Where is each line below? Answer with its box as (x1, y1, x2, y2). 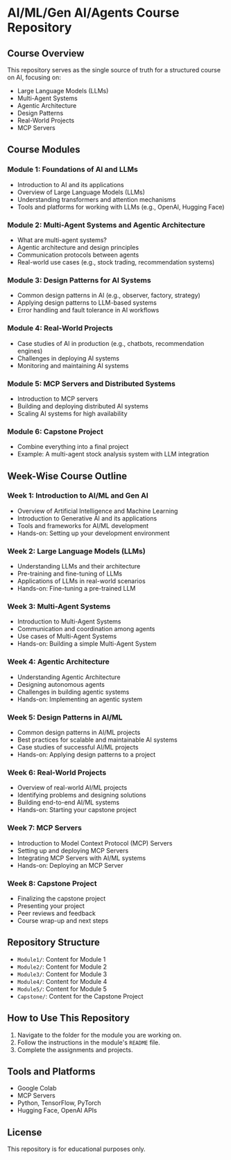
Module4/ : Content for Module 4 (17, 977, 108, 985)
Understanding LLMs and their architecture (17, 562, 141, 571)
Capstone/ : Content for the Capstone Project (17, 992, 144, 1000)
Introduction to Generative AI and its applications (17, 514, 157, 523)
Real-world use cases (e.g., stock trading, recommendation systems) (17, 257, 215, 266)
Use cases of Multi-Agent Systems (17, 632, 117, 641)
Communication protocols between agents (17, 251, 139, 259)
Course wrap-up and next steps (17, 916, 109, 925)
